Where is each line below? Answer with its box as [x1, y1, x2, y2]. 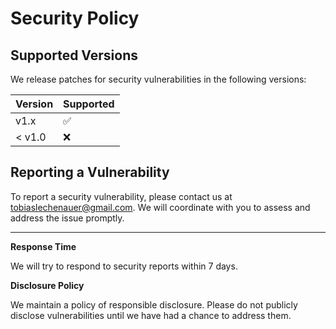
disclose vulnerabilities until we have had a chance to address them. [10, 309, 292, 321]
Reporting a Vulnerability [10, 164, 170, 181]
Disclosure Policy [10, 279, 85, 291]
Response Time [10, 240, 77, 252]
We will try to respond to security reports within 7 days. [10, 260, 238, 272]
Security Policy [10, 7, 140, 30]
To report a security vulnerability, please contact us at [10, 190, 233, 202]
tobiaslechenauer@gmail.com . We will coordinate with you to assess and [10, 201, 311, 213]
